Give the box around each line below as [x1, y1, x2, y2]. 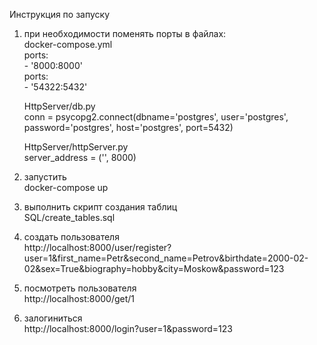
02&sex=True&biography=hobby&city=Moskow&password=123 [23, 263, 285, 274]
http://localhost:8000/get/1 [23, 293, 136, 304]
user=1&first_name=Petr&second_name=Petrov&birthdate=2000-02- [23, 252, 309, 264]
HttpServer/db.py [23, 100, 96, 112]
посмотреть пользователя [23, 282, 137, 294]
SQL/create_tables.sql [23, 212, 116, 223]
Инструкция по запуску [9, 9, 111, 20]
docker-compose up [23, 182, 109, 193]
